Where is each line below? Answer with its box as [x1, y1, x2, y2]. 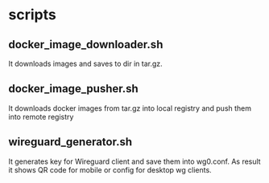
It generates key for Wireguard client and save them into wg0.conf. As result [8, 157, 261, 166]
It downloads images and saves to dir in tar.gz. [8, 59, 163, 68]
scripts [8, 6, 56, 24]
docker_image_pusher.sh [8, 82, 139, 96]
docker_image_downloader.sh [8, 38, 163, 51]
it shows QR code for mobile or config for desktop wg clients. [8, 165, 212, 174]
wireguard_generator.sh [8, 135, 133, 149]
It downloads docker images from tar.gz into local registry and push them [8, 103, 252, 113]
